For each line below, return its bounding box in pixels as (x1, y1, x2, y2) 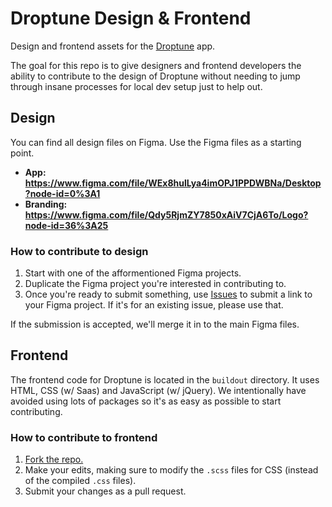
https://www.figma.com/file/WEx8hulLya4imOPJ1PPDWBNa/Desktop (24, 177, 322, 189)
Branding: (24, 198, 68, 210)
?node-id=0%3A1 (24, 187, 101, 199)
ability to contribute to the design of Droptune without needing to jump (10, 70, 301, 82)
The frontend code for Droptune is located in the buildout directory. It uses (10, 373, 320, 386)
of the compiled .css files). (24, 475, 137, 487)
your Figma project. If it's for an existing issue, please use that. (24, 299, 284, 311)
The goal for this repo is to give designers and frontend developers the (10, 59, 302, 71)
